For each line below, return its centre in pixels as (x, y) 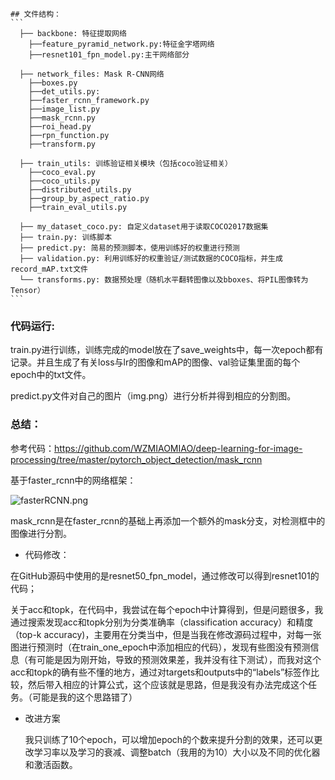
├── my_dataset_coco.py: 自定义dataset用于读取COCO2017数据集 (144, 227)
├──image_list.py (64, 109)
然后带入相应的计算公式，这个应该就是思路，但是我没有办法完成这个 (167, 684)
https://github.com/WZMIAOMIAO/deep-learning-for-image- (178, 448)
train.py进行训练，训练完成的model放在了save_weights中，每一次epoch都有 (167, 350)
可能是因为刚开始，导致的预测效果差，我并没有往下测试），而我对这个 (179, 659)
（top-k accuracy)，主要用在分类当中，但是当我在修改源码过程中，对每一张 (166, 634)
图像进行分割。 (41, 533)
